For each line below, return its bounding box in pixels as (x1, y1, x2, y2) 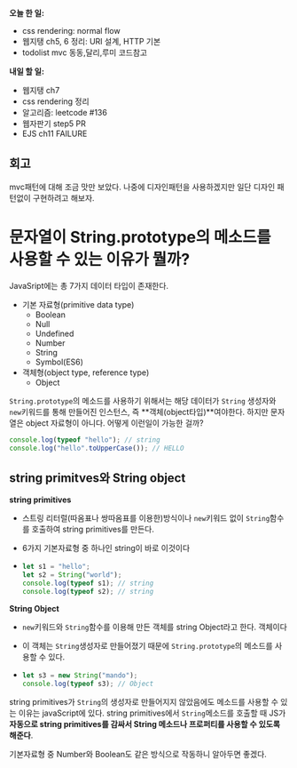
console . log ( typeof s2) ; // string (21, 587, 154, 596)
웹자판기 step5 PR (21, 118, 87, 129)
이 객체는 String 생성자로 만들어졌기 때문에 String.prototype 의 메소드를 (21, 640, 273, 651)
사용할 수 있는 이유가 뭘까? (9, 250, 191, 269)
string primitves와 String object (9, 470, 186, 485)
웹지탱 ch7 (21, 85, 60, 95)
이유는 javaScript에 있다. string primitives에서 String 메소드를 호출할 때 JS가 (18, 708, 286, 718)
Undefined (35, 328, 74, 339)
